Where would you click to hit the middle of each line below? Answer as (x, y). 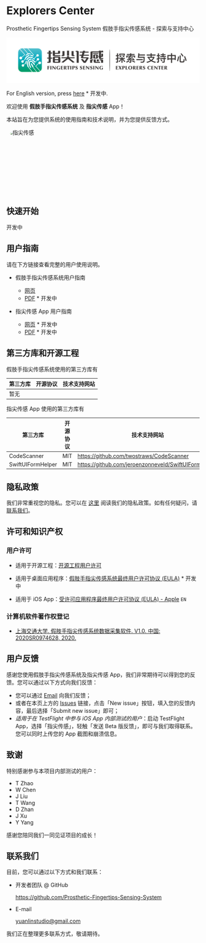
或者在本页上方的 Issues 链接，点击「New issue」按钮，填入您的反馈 (102, 703)
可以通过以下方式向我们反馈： (60, 682)
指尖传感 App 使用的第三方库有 (45, 408)
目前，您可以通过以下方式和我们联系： (55, 872)
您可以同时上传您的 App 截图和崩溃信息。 (68, 734)
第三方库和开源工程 (43, 353)
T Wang (25, 802)
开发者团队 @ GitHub (42, 885)
